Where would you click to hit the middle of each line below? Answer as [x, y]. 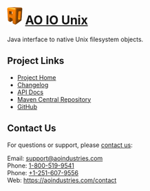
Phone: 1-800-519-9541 [41, 166]
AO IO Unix [56, 20]
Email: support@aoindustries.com [55, 158]
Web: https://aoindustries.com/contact [62, 180]
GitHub [27, 106]
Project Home [36, 77]
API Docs [30, 92]
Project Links [36, 61]
